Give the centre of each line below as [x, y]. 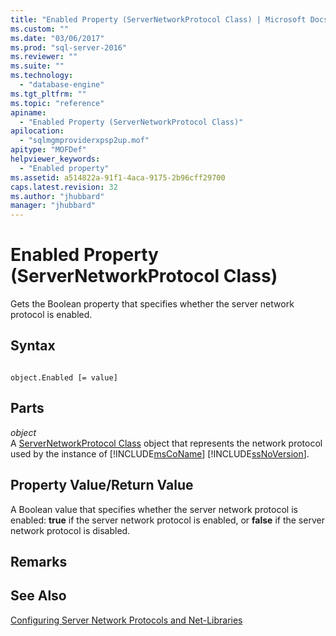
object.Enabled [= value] [64, 377]
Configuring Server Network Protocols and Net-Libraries [126, 620]
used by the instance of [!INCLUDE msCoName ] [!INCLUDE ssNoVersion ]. [160, 453]
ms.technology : [42, 76]
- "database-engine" [62, 85]
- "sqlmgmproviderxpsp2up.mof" [84, 141]
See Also [38, 596]
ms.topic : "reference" [57, 103]
